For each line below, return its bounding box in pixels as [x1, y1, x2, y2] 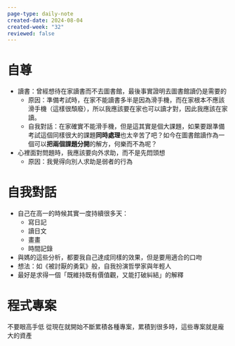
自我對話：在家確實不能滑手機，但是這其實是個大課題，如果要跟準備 [27, 122, 225, 131]
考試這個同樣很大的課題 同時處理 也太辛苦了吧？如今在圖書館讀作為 [27, 131, 219, 139]
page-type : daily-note [7, 10, 74, 18]
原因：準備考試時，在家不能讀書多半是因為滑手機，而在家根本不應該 [27, 96, 225, 104]
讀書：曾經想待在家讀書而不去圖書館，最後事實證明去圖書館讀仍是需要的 [17, 87, 227, 96]
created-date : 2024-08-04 [7, 17, 83, 24]
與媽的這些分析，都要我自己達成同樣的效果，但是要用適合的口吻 [17, 253, 202, 262]
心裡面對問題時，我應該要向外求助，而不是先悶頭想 [17, 148, 166, 157]
